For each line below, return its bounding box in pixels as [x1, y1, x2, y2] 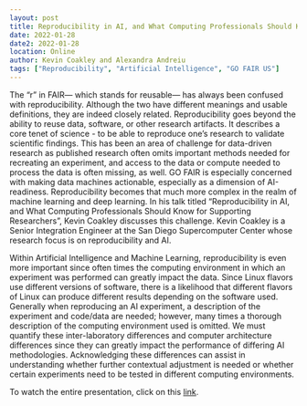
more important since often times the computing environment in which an [9, 262, 286, 273]
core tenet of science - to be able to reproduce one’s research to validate [9, 128, 285, 139]
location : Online [9, 47, 76, 57]
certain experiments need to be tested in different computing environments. [9, 369, 295, 380]
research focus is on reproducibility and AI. [9, 234, 172, 245]
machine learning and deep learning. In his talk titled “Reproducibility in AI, [9, 195, 291, 206]
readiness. [9, 186, 49, 197]
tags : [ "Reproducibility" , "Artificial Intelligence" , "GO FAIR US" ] [9, 65, 281, 74]
